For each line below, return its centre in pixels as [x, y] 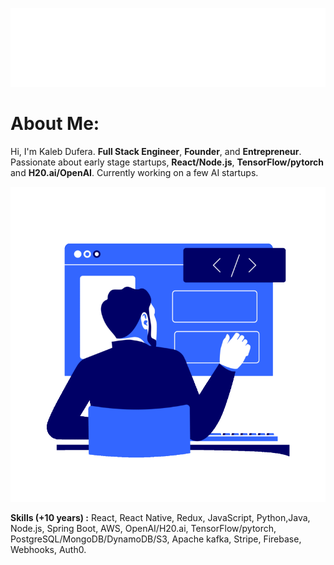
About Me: [55, 124]
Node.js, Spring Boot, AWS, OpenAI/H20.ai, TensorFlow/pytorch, [143, 528]
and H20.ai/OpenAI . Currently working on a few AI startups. [134, 172]
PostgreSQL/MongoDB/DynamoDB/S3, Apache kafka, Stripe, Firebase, [156, 539]
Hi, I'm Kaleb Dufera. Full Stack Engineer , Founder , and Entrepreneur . [156, 151]
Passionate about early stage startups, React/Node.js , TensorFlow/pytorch [167, 162]
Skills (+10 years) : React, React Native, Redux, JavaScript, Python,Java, [160, 517]
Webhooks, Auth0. [48, 549]
